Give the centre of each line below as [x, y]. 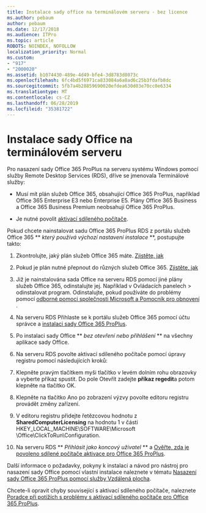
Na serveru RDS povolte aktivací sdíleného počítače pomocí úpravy [101, 354]
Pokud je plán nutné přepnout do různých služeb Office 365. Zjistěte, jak [107, 268]
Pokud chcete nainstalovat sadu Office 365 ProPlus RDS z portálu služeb [99, 231]
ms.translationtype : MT [37, 92]
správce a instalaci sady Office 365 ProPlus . [72, 324]
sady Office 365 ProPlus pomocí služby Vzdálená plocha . [79, 479]
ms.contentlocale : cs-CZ [39, 97]
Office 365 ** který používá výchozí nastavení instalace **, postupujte [96, 237]
